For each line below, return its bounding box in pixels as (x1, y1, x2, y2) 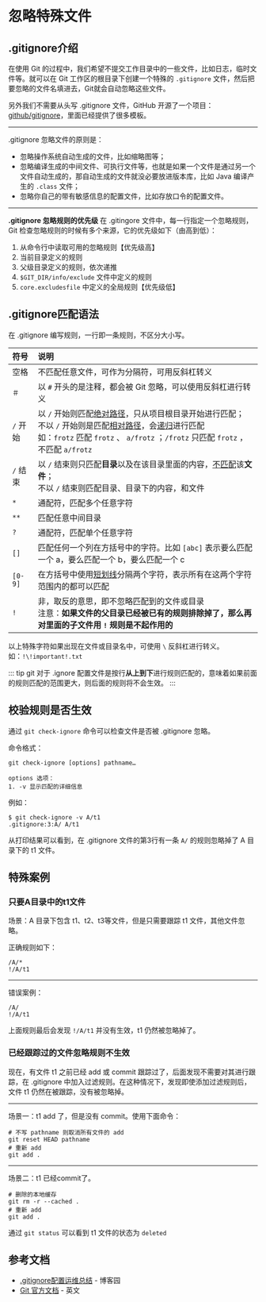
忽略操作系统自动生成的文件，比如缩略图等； (19, 152, 166, 161)
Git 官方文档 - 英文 (19, 1285, 81, 1295)
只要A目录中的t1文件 (8, 896, 86, 907)
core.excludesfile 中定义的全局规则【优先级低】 (19, 283, 180, 291)
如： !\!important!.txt (8, 651, 83, 661)
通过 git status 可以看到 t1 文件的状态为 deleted (8, 1227, 167, 1237)
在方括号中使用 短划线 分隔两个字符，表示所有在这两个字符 (37, 568, 252, 580)
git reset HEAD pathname (8, 1135, 90, 1143)
